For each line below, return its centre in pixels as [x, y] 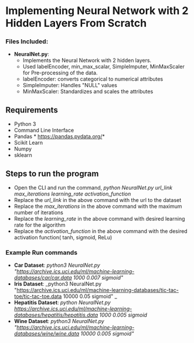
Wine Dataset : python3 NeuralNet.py [59, 321]
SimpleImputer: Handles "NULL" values [70, 85]
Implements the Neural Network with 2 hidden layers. [87, 60]
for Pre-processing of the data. [60, 73]
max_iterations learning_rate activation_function [72, 194]
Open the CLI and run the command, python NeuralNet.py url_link [93, 188]
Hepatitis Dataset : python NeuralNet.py [62, 303]
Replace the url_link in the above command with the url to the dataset [98, 200]
